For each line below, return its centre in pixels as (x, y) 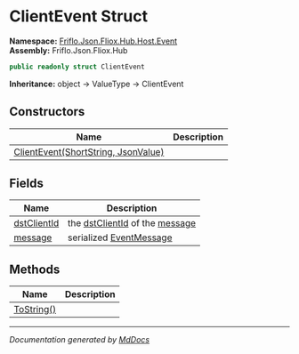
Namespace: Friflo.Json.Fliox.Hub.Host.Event (93, 41)
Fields (27, 184)
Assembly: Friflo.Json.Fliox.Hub (69, 50)
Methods (35, 269)
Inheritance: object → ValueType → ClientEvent (97, 84)
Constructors (47, 112)
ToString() (35, 310)
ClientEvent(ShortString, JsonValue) (89, 151)
